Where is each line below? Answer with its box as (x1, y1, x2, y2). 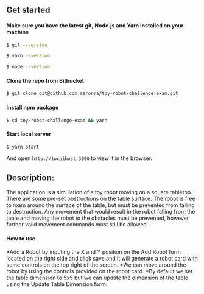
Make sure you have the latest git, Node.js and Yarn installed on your (6, 21, 184, 29)
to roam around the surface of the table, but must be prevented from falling (6, 201, 195, 209)
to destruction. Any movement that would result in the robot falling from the (6, 208, 195, 215)
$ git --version (6, 42, 47, 48)
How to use (6, 234, 35, 242)
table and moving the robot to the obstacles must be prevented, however (6, 214, 189, 222)
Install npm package (6, 103, 59, 111)
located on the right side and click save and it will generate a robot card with (6, 255, 198, 262)
